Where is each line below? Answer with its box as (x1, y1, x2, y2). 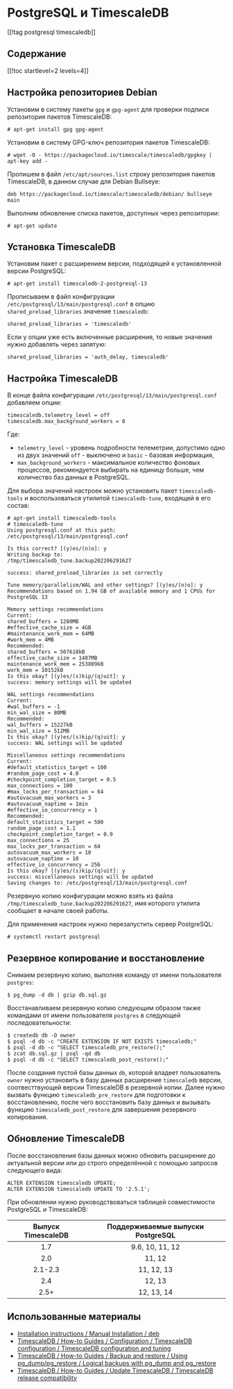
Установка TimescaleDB (7, 241, 116, 253)
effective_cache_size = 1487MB (7, 655, 98, 661)
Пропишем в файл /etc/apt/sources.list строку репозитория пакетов (7, 170, 216, 178)
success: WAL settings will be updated (7, 740, 123, 747)
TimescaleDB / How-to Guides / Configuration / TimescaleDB (17, 1336, 193, 1345)
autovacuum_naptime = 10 (7, 855, 79, 862)
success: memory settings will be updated (7, 679, 132, 686)
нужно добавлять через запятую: (7, 340, 107, 349)
